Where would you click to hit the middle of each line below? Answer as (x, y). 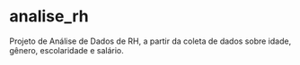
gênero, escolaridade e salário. (66, 50)
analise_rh (49, 16)
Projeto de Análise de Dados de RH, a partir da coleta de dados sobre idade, (150, 41)
